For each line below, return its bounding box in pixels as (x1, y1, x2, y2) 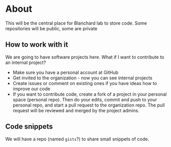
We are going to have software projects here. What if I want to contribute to (5, 54, 165, 60)
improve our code (12, 86, 50, 92)
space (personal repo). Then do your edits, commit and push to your (12, 96, 157, 102)
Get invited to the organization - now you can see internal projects (12, 75, 153, 81)
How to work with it (5, 40, 68, 49)
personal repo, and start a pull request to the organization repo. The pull (12, 102, 165, 108)
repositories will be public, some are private (5, 25, 98, 31)
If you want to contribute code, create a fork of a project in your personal (12, 91, 167, 97)
